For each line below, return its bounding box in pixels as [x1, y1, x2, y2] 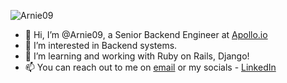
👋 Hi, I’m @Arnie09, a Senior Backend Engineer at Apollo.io [24, 29, 268, 40]
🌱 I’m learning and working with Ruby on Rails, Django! [24, 50, 250, 62]
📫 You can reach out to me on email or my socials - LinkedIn [24, 61, 277, 73]
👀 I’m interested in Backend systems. [24, 40, 178, 51]
